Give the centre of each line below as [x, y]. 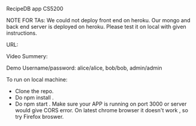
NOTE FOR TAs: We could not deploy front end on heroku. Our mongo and [99, 20]
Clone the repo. [34, 91]
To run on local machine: [37, 79]
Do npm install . [34, 97]
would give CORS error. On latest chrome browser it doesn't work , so [102, 110]
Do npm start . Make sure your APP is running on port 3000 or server [101, 104]
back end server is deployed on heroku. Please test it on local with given [96, 27]
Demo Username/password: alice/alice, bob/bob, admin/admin [84, 68]
